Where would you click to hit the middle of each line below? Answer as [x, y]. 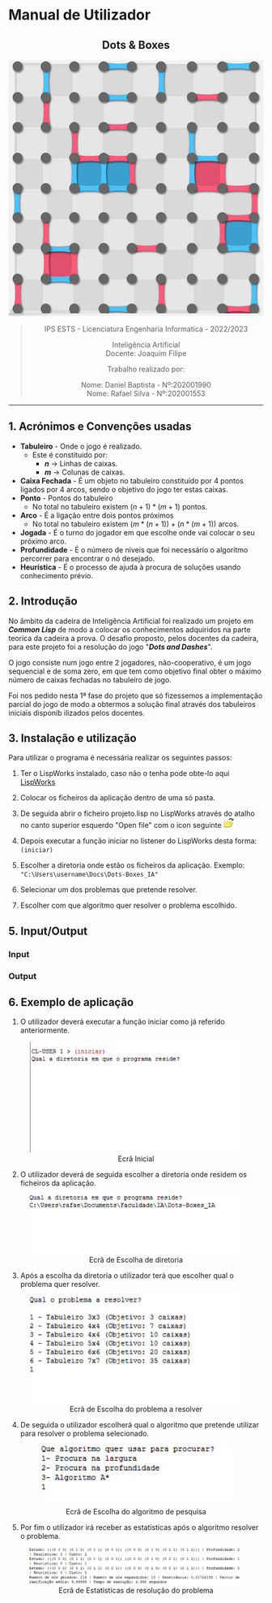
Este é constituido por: [70, 455]
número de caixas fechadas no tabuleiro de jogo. [90, 679]
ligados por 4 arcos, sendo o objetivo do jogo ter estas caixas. [124, 489]
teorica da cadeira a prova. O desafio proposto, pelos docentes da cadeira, [134, 638]
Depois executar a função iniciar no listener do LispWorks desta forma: [138, 841]
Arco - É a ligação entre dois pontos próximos [97, 515]
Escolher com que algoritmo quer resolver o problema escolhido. [128, 905]
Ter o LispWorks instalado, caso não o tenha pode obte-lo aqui [125, 773]
